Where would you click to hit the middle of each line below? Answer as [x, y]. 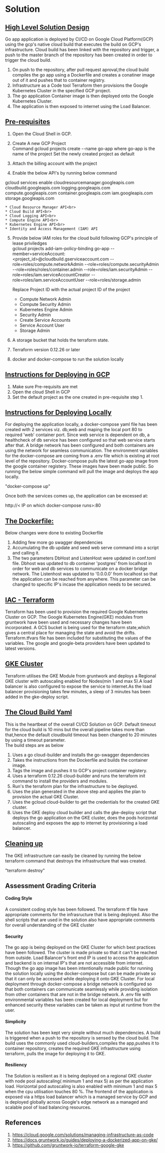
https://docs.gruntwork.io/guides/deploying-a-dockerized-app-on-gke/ [85, 1140]
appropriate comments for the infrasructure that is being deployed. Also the [82, 915]
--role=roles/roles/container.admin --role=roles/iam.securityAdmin [80, 269]
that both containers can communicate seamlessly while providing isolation [82, 989]
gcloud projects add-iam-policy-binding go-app [61, 248]
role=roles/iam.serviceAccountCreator [51, 274]
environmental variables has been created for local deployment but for [77, 1000]
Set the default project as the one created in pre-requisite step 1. [78, 397]
